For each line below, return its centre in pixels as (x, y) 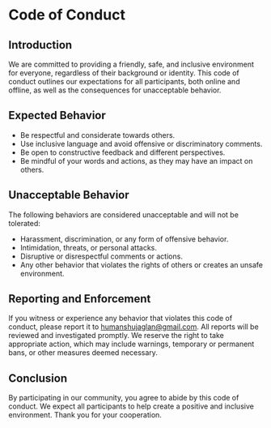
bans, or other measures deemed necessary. (83, 353)
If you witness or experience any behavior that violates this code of (121, 319)
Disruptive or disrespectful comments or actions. (102, 256)
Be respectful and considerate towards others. (97, 135)
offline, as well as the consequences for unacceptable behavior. (115, 90)
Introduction (40, 45)
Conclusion (38, 378)
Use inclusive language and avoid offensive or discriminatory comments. (141, 143)
